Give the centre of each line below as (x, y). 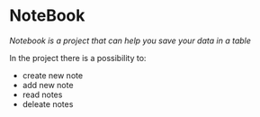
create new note (53, 75)
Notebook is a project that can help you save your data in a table (130, 40)
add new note (48, 85)
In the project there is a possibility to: (78, 58)
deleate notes (48, 103)
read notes (42, 94)
